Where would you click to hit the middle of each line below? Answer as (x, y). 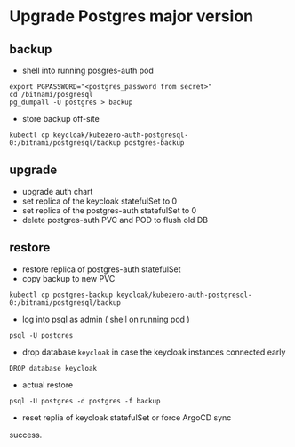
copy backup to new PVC (68, 278)
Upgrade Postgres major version (132, 16)
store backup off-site (60, 119)
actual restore (48, 385)
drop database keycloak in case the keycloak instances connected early (154, 352)
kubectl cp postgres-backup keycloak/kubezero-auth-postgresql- (131, 295)
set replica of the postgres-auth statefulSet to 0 (109, 210)
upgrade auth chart (57, 191)
